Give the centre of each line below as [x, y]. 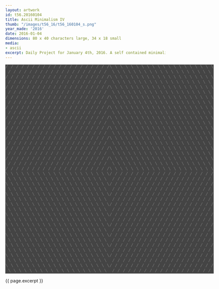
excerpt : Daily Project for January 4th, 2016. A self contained [76, 52]
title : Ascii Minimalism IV [35, 19]
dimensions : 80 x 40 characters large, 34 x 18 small [64, 39]
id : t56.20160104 [24, 15]
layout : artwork [22, 10]
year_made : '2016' [25, 29]
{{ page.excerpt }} [24, 280]
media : [12, 43]
